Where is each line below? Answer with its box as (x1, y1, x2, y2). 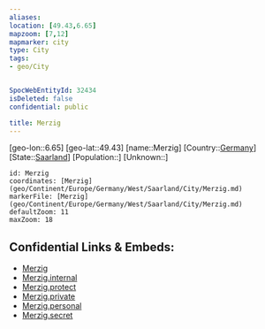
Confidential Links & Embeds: (9, 240, 175, 255)
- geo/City (9, 63, 49, 72)
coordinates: (9, 177, 57, 186)
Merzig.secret (21, 310, 73, 321)
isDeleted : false (9, 94, 73, 103)
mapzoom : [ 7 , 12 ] (9, 29, 69, 38)
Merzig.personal (21, 301, 82, 311)
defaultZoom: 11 (9, 208, 69, 217)
